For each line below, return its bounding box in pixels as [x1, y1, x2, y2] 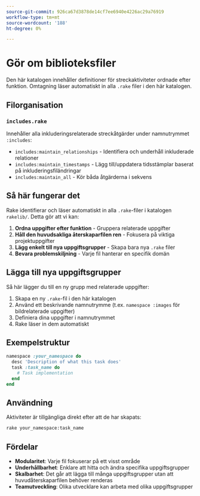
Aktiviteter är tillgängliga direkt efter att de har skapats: [6, 413, 141, 421]
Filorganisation [6, 100, 64, 110]
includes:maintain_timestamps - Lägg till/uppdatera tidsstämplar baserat [14, 160, 194, 168]
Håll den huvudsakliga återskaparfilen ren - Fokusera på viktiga [14, 231, 175, 238]
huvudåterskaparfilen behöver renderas [14, 477, 113, 484]
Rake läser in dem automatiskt [14, 320, 90, 327]
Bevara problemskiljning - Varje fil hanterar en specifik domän [14, 249, 170, 257]
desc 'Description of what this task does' [11, 359, 121, 365]
